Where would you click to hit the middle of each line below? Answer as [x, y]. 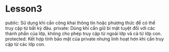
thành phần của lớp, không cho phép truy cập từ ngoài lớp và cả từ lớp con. [83, 33]
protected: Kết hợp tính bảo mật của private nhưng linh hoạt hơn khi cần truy [84, 39]
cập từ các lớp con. [25, 44]
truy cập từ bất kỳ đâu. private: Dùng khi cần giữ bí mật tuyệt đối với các [80, 28]
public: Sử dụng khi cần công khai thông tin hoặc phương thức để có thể [80, 23]
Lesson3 [24, 9]
